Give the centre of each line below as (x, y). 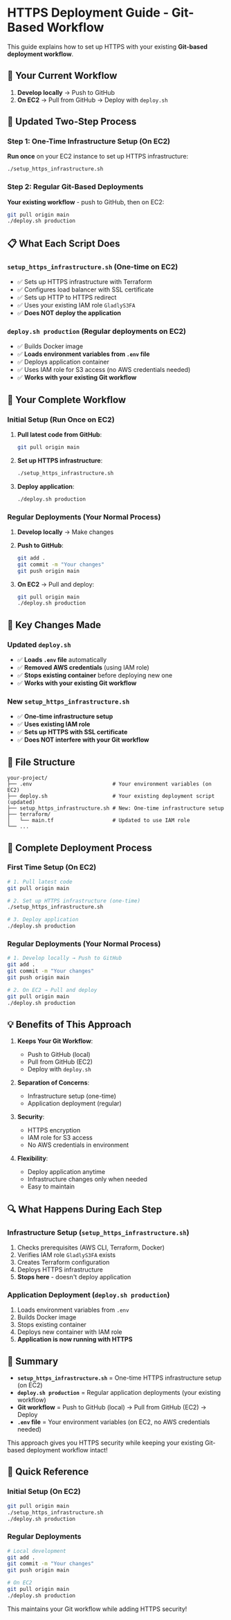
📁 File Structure (41, 762)
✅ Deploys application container (63, 362)
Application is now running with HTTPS (75, 1339)
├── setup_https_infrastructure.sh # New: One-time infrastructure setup (116, 808)
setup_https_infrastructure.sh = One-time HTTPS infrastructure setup (119, 1378)
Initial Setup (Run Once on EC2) (61, 419)
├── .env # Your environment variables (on (110, 784)
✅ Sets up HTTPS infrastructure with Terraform (84, 282)
